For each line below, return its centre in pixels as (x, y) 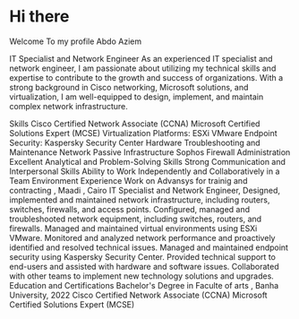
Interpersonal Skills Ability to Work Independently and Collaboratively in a (145, 171)
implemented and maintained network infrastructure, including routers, (140, 200)
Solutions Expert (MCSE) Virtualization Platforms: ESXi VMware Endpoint (143, 133)
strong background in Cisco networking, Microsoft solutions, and (129, 87)
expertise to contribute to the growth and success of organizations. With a (146, 77)
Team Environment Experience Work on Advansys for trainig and (128, 180)
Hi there (39, 17)
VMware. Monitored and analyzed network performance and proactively (142, 237)
